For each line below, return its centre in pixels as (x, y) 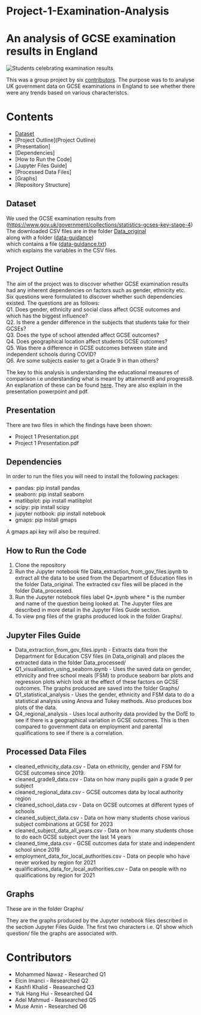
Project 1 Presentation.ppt (47, 436)
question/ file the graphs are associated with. (62, 933)
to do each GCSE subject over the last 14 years (73, 837)
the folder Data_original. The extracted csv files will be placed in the (99, 584)
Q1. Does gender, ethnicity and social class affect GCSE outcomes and (94, 309)
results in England (52, 52)
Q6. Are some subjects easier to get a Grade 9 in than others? (82, 360)
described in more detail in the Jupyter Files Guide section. (88, 610)
